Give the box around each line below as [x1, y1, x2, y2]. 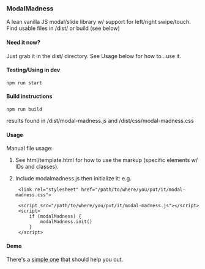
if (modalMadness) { [29, 213, 81, 219]
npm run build [6, 106, 43, 112]
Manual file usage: [6, 145, 53, 152]
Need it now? [6, 39, 41, 46]
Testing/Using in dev [6, 66, 61, 74]
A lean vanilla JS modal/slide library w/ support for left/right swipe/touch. [6, 18, 191, 26]
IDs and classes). [15, 163, 59, 171]
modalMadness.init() [40, 219, 93, 225]
